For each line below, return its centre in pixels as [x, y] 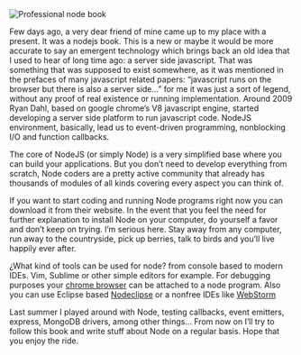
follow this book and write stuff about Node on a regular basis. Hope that [145, 331]
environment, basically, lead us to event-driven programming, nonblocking [147, 127]
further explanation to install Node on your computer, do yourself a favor [144, 219]
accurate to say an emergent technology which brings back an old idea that [150, 50]
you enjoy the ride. [44, 341]
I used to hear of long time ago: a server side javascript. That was [131, 60]
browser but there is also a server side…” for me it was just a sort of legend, [150, 89]
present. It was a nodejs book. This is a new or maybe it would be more [141, 41]
